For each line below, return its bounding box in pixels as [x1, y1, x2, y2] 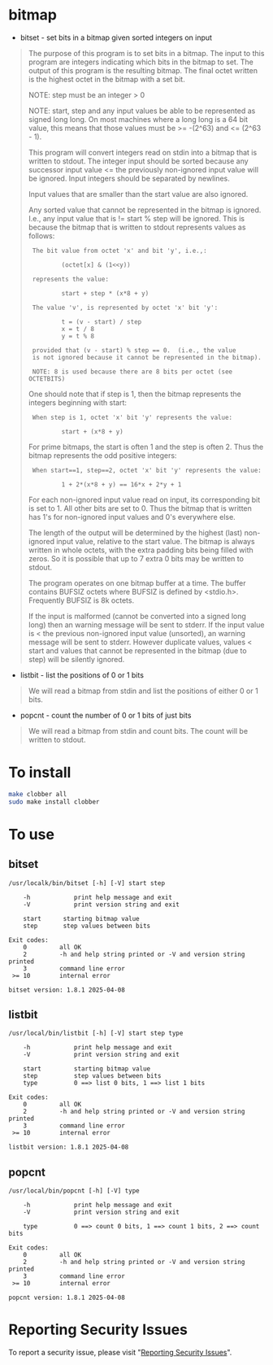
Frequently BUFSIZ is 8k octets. [28, 595, 135, 605]
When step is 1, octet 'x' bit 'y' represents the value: [32, 413, 233, 421]
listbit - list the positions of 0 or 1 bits [19, 669, 145, 680]
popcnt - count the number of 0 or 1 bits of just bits [19, 710, 192, 720]
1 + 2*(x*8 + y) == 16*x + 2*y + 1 [61, 480, 182, 489]
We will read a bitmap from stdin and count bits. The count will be [28, 726, 249, 735]
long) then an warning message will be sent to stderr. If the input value [28, 620, 265, 630]
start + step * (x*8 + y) [61, 289, 149, 298]
